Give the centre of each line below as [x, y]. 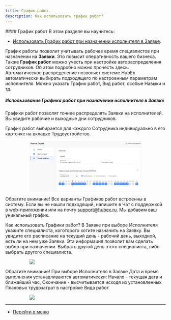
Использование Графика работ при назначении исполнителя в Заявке [85, 100]
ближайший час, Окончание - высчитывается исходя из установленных [83, 282]
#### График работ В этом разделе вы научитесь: [60, 31]
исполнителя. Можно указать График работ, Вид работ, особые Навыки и [85, 83]
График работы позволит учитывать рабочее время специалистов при [82, 51]
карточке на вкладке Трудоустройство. [48, 134]
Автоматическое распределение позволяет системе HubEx [70, 72]
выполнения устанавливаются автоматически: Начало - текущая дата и [84, 277]
